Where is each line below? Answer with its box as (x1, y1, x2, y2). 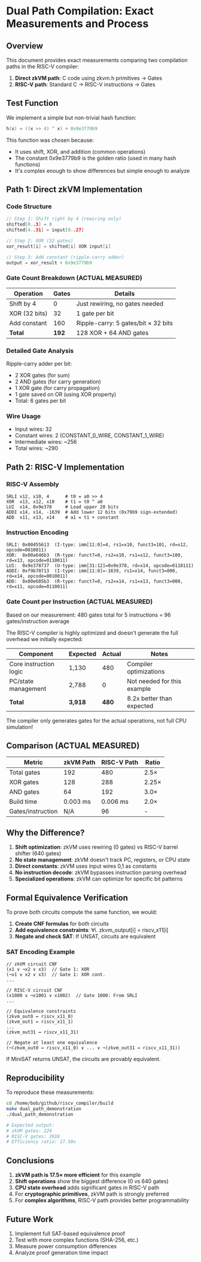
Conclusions (6, 1156, 54, 1166)
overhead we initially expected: (6, 635, 83, 642)
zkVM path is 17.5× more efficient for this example (14, 1171, 141, 1179)
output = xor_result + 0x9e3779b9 (6, 260, 93, 266)
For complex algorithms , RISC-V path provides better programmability (14, 1197, 190, 1204)
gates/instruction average (6, 617, 70, 624)
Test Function (6, 98, 59, 108)
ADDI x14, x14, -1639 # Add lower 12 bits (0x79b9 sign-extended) (6, 510, 178, 516)
